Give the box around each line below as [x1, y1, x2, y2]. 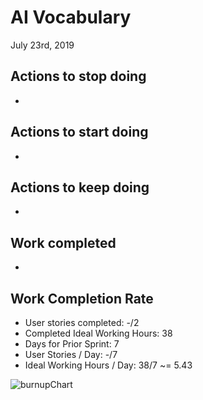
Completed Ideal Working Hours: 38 [24, 327, 173, 339]
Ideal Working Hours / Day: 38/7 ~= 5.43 [24, 359, 193, 371]
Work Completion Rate [10, 290, 154, 307]
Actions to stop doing [10, 68, 147, 85]
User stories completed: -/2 [24, 317, 140, 328]
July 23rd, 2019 [10, 39, 75, 51]
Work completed [10, 234, 117, 251]
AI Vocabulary [10, 6, 132, 29]
